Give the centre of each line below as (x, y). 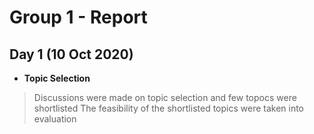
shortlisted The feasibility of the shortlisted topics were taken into (169, 108)
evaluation (55, 119)
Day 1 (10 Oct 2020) (71, 54)
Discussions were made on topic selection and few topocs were (165, 97)
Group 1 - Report (78, 17)
